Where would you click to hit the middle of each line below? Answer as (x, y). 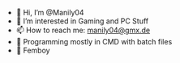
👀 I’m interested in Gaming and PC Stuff (82, 21)
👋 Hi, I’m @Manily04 (50, 13)
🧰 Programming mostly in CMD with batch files (94, 42)
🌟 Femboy (33, 50)
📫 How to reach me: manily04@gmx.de (83, 30)
